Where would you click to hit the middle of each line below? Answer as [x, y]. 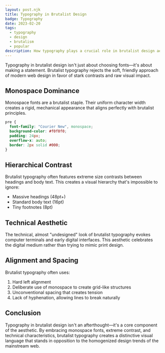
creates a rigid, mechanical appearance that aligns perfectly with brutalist [80, 108]
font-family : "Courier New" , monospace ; [51, 127]
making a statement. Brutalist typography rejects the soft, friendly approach [82, 70]
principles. [16, 113]
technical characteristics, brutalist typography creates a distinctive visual [79, 335]
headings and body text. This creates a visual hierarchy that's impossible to [82, 182]
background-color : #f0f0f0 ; [38, 131]
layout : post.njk [23, 10]
